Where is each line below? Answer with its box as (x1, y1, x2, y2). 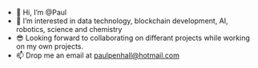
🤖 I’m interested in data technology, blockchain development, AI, (15, 16, 228, 26)
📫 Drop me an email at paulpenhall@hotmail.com (15, 50, 180, 60)
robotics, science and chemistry (15, 25, 123, 34)
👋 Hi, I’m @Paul (15, 8, 67, 17)
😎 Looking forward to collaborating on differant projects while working (15, 33, 251, 42)
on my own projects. (15, 42, 84, 51)
